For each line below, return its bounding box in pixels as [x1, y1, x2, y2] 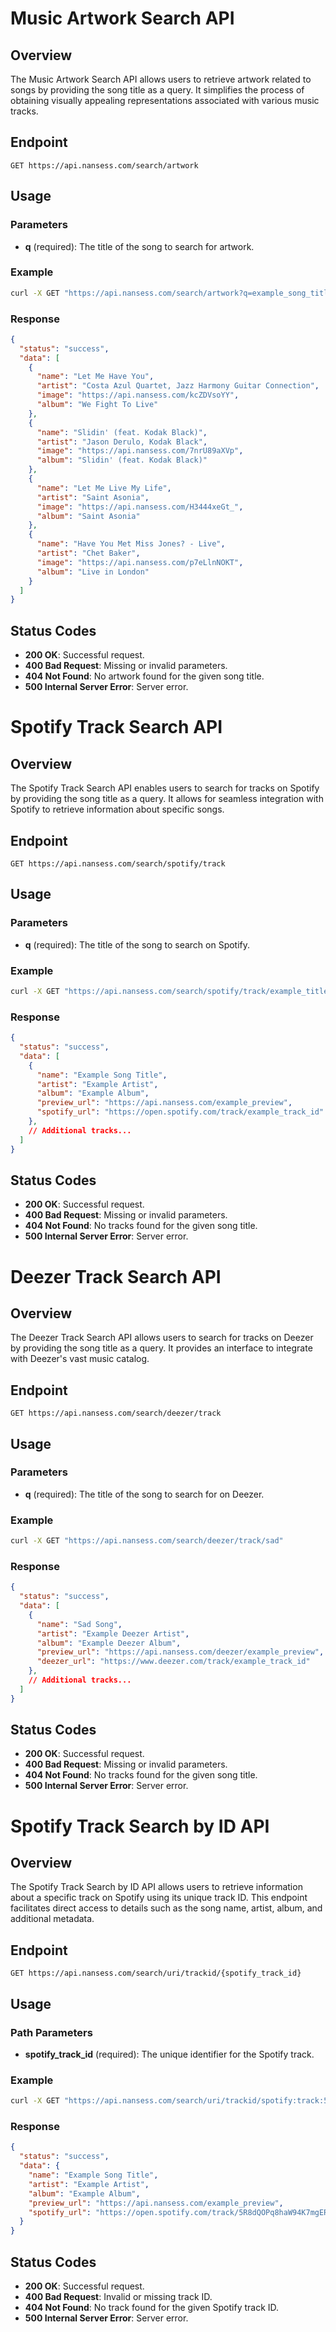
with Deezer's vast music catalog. [10, 1353, 150, 1365]
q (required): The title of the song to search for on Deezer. [24, 1488, 265, 1500]
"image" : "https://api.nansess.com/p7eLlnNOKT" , [36, 557, 244, 567]
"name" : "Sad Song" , [36, 1619, 123, 1629]
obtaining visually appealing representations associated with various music [10, 95, 320, 106]
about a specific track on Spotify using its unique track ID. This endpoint [10, 1892, 308, 1904]
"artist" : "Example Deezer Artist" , [36, 1628, 190, 1639]
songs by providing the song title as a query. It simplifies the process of [10, 84, 305, 96]
